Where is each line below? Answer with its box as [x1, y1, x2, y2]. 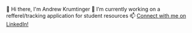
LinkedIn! [6, 21, 29, 28]
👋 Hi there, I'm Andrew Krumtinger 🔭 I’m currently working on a [6, 6, 160, 12]
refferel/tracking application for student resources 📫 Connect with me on [6, 12, 186, 19]
